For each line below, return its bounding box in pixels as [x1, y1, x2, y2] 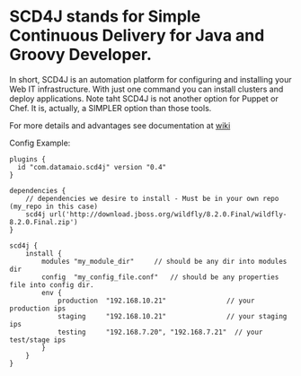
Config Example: [9, 137, 71, 148]
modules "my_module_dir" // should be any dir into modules [41, 257, 288, 266]
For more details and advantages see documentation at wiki [9, 119, 231, 131]
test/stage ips [9, 335, 66, 345]
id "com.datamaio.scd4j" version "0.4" [17, 162, 167, 171]
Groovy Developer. [9, 45, 153, 65]
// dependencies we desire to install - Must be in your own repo [25, 194, 279, 203]
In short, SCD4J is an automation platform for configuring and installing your [9, 74, 292, 84]
